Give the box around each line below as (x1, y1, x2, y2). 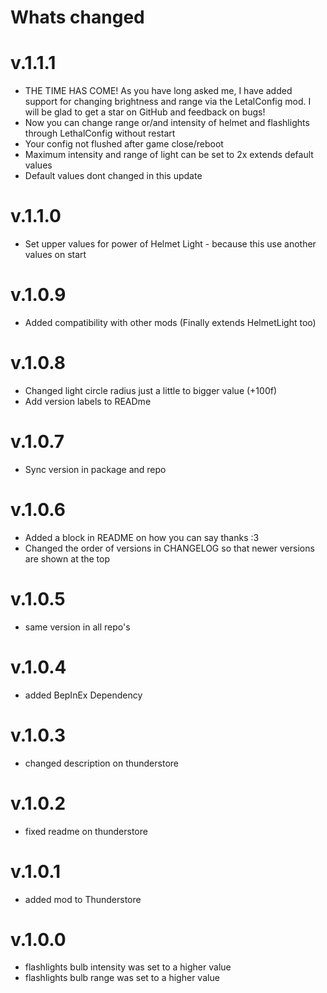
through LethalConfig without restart (24, 127, 176, 140)
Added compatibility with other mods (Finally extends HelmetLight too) (24, 317, 317, 328)
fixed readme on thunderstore (24, 825, 148, 837)
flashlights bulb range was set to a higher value (24, 972, 220, 984)
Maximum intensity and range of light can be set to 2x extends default (24, 149, 314, 161)
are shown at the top (24, 552, 111, 565)
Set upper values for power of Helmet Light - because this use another (24, 238, 317, 250)
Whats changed (10, 6, 145, 29)
